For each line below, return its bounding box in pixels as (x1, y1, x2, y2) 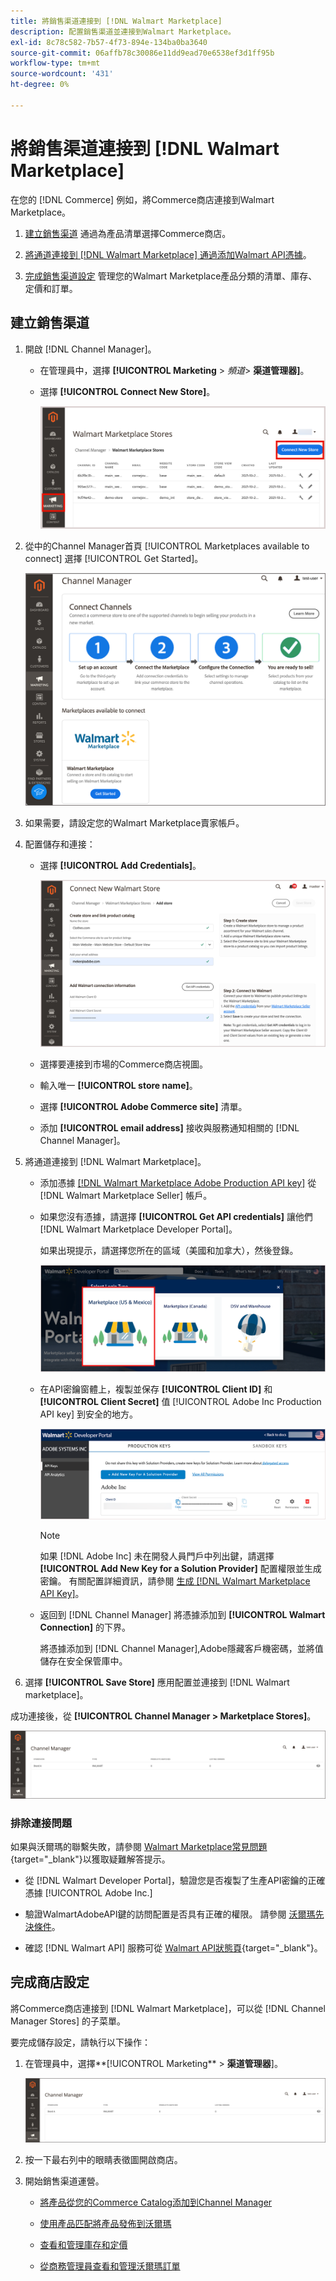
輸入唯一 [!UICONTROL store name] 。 (39, 1079, 198, 1091)
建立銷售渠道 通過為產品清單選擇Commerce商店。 (24, 227, 232, 239)
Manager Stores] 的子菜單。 (10, 2015, 127, 2027)
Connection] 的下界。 (39, 1621, 131, 1634)
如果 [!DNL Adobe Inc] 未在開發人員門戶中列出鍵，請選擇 (39, 1550, 275, 1562)
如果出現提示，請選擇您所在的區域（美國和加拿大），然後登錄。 (39, 1244, 299, 1256)
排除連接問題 (10, 1816, 73, 1830)
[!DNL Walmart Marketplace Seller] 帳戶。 (39, 1189, 213, 1201)
